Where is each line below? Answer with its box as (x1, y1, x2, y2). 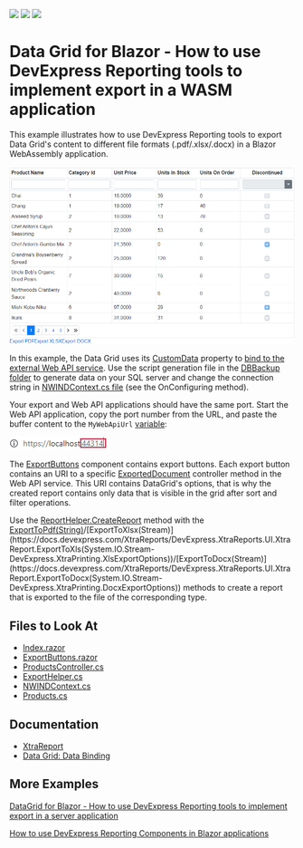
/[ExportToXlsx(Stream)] (83, 525, 175, 535)
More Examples (9, 776, 99, 792)
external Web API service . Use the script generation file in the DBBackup (9, 362, 280, 373)
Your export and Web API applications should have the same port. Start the (9, 400, 289, 410)
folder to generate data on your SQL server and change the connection (9, 372, 274, 383)
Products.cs (22, 690, 68, 701)
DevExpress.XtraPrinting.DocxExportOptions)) (9, 583, 182, 593)
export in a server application (9, 810, 119, 821)
